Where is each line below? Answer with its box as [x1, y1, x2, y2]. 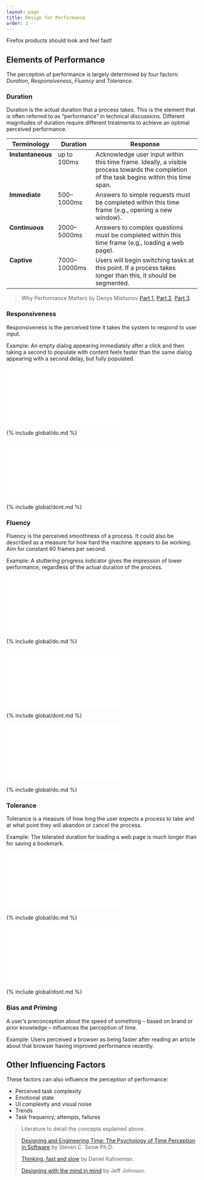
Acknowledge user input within [95, 150, 184, 159]
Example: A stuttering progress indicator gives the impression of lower [6, 557, 182, 564]
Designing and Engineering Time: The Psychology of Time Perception [21, 1137, 196, 1145]
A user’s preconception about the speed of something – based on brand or [6, 1017, 193, 1025]
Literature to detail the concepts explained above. [21, 1125, 146, 1133]
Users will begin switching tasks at [95, 256, 194, 265]
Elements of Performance [6, 54, 105, 65]
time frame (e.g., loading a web [95, 239, 184, 247]
